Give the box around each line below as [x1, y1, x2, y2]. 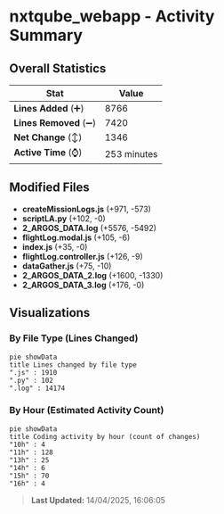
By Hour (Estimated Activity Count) [9, 404, 164, 417]
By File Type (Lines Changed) [9, 332, 139, 344]
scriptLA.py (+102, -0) [21, 212, 107, 224]
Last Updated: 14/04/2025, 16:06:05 [30, 494, 166, 505]
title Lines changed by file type [9, 360, 138, 369]
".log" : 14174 [9, 384, 66, 393]
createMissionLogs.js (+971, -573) [21, 203, 151, 214]
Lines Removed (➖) [13, 117, 96, 128]
